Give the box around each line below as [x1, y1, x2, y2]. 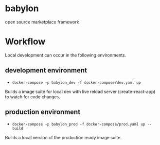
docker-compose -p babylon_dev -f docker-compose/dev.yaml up [12, 80, 141, 85]
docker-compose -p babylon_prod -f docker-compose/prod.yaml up [12, 122, 145, 127]
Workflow [5, 36, 46, 47]
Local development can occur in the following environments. [5, 52, 126, 58]
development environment [5, 66, 88, 74]
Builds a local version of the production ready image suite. [5, 134, 122, 140]
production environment [5, 108, 81, 116]
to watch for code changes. [5, 93, 60, 100]
